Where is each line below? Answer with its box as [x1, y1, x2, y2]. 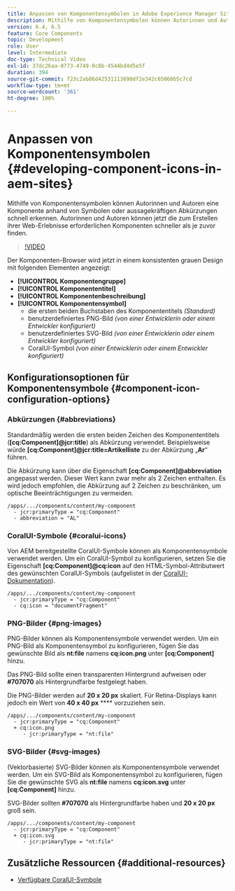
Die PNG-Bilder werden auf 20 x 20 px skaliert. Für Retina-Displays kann [7, 691, 217, 700]
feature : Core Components [7, 29, 83, 37]
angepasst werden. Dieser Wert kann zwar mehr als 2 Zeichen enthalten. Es [7, 474, 226, 482]
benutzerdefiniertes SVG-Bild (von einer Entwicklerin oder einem [27, 329, 215, 337]
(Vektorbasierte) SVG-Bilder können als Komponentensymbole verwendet [7, 763, 220, 771]
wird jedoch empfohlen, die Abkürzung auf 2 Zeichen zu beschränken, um [7, 481, 222, 490]
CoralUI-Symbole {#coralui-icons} [7, 530, 127, 540]
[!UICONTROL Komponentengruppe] [17, 277, 126, 285]
